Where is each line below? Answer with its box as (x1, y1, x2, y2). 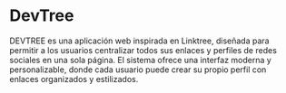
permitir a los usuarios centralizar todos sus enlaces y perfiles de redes (9, 44, 277, 55)
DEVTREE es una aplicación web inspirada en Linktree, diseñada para (9, 35, 270, 46)
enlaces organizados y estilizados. (9, 73, 139, 84)
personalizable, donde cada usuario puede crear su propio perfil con (9, 64, 267, 75)
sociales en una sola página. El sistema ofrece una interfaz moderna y (9, 54, 272, 65)
